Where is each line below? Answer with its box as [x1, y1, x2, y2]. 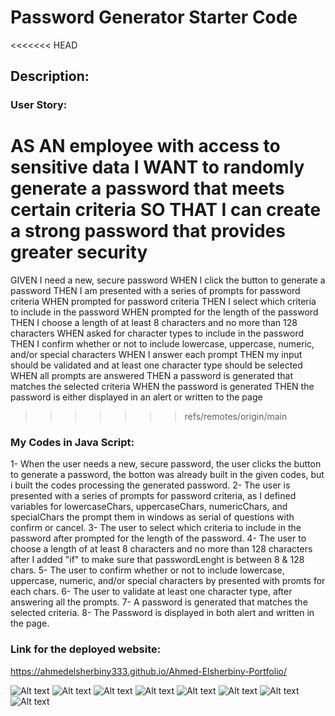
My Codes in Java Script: [10, 436, 135, 450]
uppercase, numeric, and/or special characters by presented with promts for [10, 575, 326, 587]
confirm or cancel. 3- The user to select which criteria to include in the [10, 522, 302, 534]
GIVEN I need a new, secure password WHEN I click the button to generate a [10, 274, 326, 286]
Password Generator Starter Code [10, 6, 298, 29]
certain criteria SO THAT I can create [10, 199, 322, 221]
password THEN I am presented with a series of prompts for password [10, 285, 301, 297]
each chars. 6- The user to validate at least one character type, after [10, 586, 293, 598]
